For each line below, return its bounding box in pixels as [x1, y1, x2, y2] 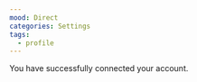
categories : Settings [9, 22, 91, 31]
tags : [9, 30, 30, 39]
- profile [17, 38, 54, 48]
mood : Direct [9, 13, 59, 23]
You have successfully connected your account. [9, 63, 189, 74]
